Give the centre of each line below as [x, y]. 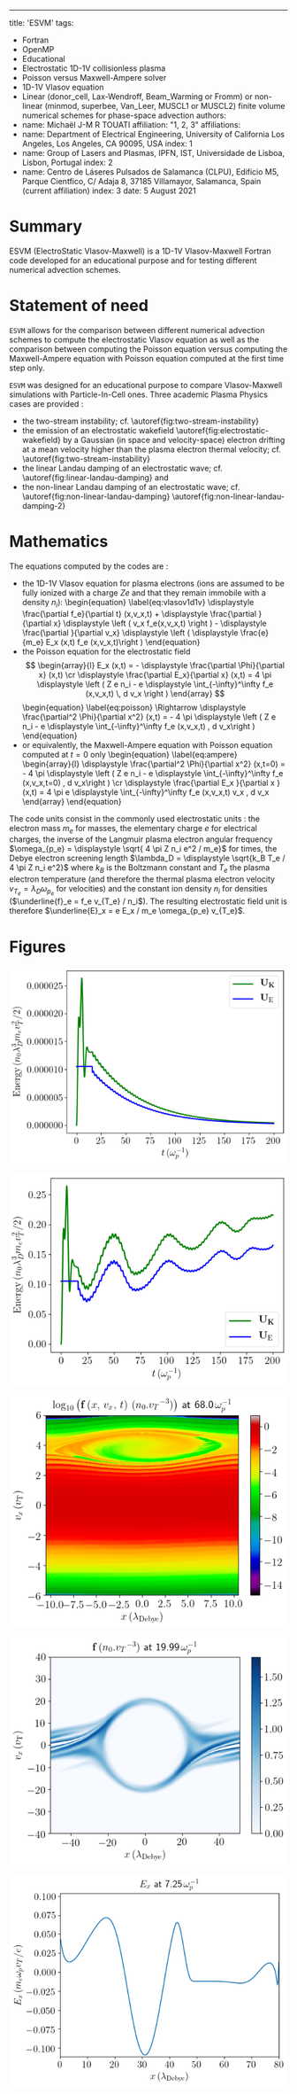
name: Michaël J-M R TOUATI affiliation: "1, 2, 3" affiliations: [131, 125]
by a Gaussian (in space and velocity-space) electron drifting [174, 440]
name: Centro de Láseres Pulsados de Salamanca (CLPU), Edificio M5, [150, 172]
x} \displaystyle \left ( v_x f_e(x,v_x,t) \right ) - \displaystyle [160, 623]
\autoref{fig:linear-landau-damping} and [95, 477]
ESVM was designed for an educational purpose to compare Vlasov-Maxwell [146, 385]
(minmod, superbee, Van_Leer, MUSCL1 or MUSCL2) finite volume [165, 106]
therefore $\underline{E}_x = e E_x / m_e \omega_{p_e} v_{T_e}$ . [127, 911]
